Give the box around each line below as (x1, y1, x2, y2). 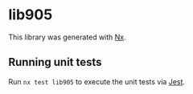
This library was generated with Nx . (8, 32, 126, 42)
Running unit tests (8, 55, 102, 69)
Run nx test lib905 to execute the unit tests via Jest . (8, 76, 186, 86)
